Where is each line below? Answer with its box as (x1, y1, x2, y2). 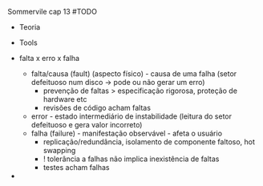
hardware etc (42, 95, 87, 103)
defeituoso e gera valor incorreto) (30, 120, 143, 129)
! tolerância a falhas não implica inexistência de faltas (42, 154, 220, 164)
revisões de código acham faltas (42, 103, 152, 112)
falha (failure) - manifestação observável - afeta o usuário (30, 128, 222, 138)
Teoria (18, 22, 41, 31)
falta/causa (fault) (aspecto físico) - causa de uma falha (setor (30, 69, 237, 79)
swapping (42, 146, 76, 155)
